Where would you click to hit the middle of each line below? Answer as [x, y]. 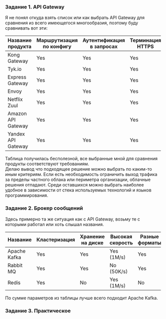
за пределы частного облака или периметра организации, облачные [78, 180]
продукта [20, 46]
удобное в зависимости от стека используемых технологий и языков [78, 190]
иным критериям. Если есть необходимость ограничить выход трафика [81, 175]
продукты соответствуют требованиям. [47, 164]
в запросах [104, 46]
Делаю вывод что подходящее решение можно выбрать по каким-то [79, 169]
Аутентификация [104, 41]
